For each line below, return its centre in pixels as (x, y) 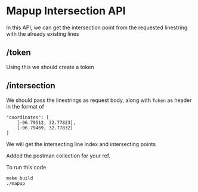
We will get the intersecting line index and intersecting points (81, 144)
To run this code (26, 167)
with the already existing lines (43, 33)
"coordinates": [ (28, 117)
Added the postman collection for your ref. (58, 156)
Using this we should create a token (50, 67)
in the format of (25, 106)
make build (20, 178)
